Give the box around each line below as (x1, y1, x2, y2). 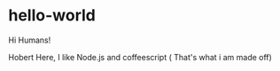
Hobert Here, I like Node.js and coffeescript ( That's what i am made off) (8, 51, 272, 62)
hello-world (8, 5, 97, 26)
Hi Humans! (8, 35, 51, 45)
